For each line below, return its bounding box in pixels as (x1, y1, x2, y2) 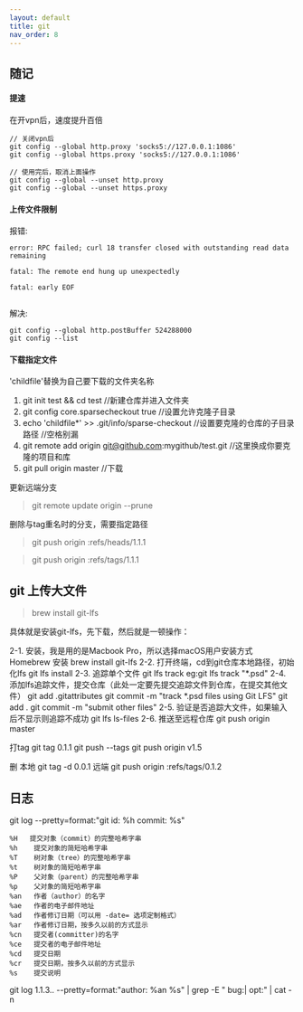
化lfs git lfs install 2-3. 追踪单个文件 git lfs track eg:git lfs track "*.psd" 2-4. (9, 668, 287, 679)
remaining (9, 251, 47, 260)
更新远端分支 (9, 482, 57, 493)
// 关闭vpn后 (9, 134, 54, 143)
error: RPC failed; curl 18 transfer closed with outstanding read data (9, 243, 289, 253)
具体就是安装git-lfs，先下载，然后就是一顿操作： (9, 626, 190, 638)
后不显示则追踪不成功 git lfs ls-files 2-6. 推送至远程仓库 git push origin (9, 714, 270, 724)
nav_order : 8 (9, 30, 59, 39)
